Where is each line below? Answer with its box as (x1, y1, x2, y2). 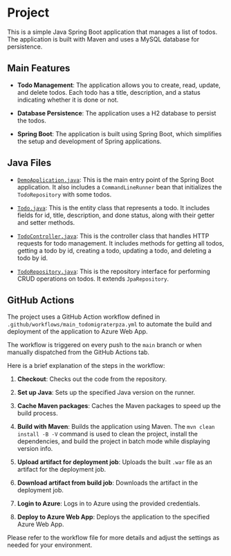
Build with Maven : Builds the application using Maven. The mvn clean (17, 423, 215, 431)
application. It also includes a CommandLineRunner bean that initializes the (17, 183, 223, 191)
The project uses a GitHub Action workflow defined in (7, 313, 160, 321)
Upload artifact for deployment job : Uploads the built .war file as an (17, 458, 212, 466)
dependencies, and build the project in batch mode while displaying (17, 437, 211, 445)
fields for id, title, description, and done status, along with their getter (17, 211, 215, 219)
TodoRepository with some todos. (17, 190, 112, 198)
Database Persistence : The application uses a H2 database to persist (17, 109, 216, 117)
